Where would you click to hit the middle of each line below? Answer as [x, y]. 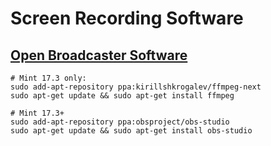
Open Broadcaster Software [99, 55]
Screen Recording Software [127, 18]
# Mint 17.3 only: [48, 78]
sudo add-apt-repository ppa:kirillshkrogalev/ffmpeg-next [136, 87]
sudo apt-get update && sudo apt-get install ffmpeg [122, 96]
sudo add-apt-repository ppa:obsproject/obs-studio [120, 122]
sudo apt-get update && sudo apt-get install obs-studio [131, 131]
